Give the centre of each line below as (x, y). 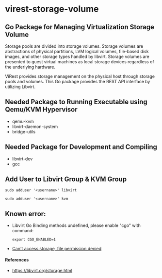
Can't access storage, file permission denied (57, 249)
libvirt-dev (22, 159)
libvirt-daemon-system (35, 126)
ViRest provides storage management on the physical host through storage (80, 76)
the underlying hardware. (30, 67)
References (17, 259)
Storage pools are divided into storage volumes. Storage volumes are (74, 46)
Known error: (25, 213)
